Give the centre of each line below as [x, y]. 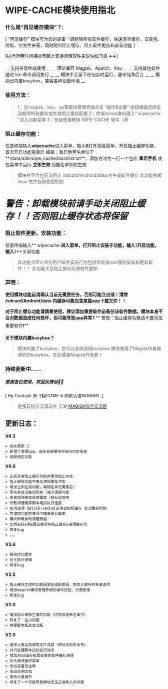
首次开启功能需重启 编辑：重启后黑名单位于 [49, 152]
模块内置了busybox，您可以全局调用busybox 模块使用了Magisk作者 [87, 348]
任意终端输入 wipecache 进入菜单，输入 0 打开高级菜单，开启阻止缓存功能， [82, 146]
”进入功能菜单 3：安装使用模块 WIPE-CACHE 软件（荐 [73, 120]
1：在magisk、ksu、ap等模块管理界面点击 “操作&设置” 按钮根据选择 [87, 107]
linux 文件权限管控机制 [40, 182]
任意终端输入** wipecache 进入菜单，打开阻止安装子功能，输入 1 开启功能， [82, 245]
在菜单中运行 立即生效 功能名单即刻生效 [46, 165]
